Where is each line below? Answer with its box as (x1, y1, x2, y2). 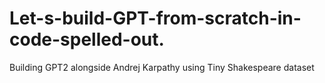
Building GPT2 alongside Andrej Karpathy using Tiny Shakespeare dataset (9, 61, 315, 73)
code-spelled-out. (9, 28, 165, 51)
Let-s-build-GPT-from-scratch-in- (9, 7, 302, 30)
